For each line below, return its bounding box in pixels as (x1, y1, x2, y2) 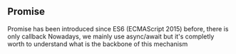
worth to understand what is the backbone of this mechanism (7, 39, 188, 48)
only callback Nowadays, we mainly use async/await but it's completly (7, 32, 215, 40)
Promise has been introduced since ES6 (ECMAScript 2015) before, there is (7, 24, 229, 33)
